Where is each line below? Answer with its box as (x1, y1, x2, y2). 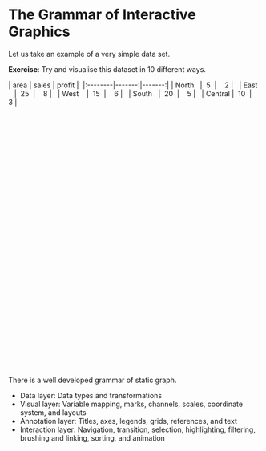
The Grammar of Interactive (8, 6, 196, 24)
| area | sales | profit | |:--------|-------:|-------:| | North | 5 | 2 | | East (8, 80, 258, 90)
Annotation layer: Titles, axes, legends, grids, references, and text (19, 416, 238, 425)
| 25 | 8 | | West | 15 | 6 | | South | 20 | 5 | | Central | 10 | (14, 88, 252, 98)
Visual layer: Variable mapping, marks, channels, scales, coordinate (19, 399, 243, 409)
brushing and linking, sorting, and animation (19, 433, 166, 442)
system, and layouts (19, 407, 87, 417)
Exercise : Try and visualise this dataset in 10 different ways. (8, 64, 207, 74)
